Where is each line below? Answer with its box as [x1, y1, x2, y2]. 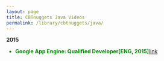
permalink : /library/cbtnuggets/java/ [6, 20, 104, 26]
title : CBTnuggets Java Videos [6, 14, 85, 20]
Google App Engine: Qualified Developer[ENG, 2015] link [14, 48, 158, 55]
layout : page [6, 8, 39, 15]
